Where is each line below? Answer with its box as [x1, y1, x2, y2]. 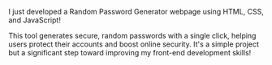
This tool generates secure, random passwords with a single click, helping [8, 31, 257, 40]
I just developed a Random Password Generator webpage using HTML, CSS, [8, 7, 264, 16]
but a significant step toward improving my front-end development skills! [8, 48, 252, 57]
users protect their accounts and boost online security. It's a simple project [8, 39, 260, 49]
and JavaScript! [8, 15, 61, 25]
